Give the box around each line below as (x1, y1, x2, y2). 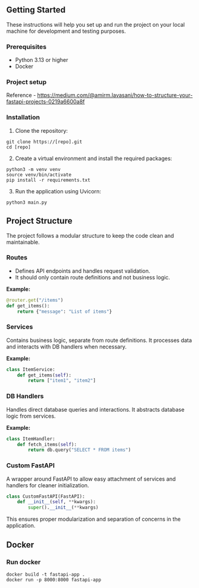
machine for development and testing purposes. (6, 27, 126, 35)
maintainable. (6, 238, 40, 246)
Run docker (6, 558, 41, 566)
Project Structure (6, 216, 73, 226)
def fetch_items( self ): (17, 441, 77, 447)
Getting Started (6, 5, 66, 15)
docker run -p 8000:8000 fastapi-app (6, 576, 102, 583)
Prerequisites (6, 42, 47, 51)
